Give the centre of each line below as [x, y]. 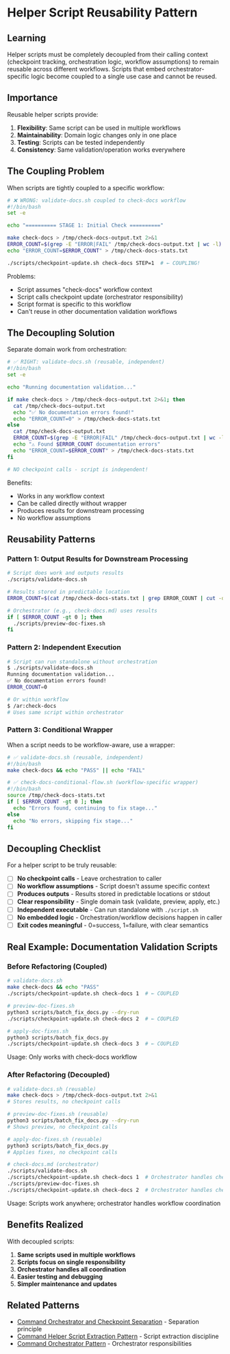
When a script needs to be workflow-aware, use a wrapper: [91, 745]
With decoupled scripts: [41, 1241]
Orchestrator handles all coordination [72, 1269]
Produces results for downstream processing [81, 510]
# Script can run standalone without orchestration [82, 662]
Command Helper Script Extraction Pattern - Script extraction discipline [118, 1336]
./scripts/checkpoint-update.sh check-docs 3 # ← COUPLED [93, 1044]
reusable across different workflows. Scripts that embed [86, 69]
